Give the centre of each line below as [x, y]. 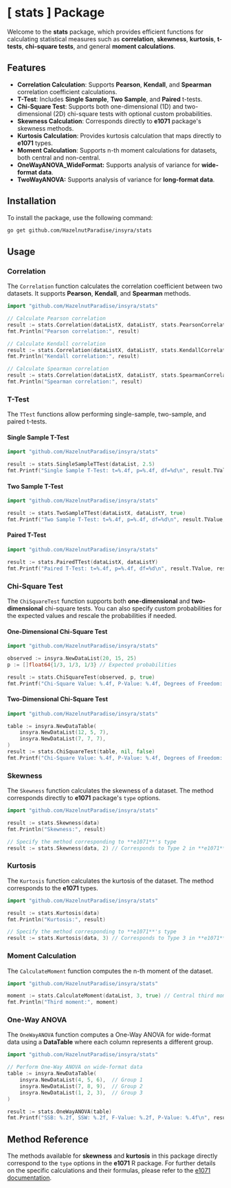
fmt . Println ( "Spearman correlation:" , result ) [75, 382]
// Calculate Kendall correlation [57, 344]
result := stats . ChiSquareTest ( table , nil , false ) [81, 752]
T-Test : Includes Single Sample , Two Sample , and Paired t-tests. [110, 99]
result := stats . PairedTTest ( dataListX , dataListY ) [82, 562]
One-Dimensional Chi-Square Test [57, 631]
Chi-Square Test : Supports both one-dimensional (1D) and [100, 106]
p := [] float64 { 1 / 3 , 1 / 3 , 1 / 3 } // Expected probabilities [92, 665]
